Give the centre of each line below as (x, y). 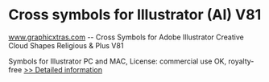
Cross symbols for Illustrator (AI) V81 (135, 15)
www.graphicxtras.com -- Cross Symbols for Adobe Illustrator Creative (126, 37)
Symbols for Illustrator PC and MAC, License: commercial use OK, (118, 61)
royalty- (241, 61)
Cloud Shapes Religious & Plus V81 (66, 45)
